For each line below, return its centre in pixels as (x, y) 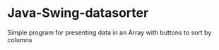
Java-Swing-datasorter (78, 13)
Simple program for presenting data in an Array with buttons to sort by (109, 32)
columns (20, 39)
